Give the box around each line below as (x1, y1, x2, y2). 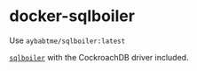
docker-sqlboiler (9, 6, 136, 26)
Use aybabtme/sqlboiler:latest (9, 35, 126, 46)
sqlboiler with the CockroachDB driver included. (9, 52, 189, 62)
